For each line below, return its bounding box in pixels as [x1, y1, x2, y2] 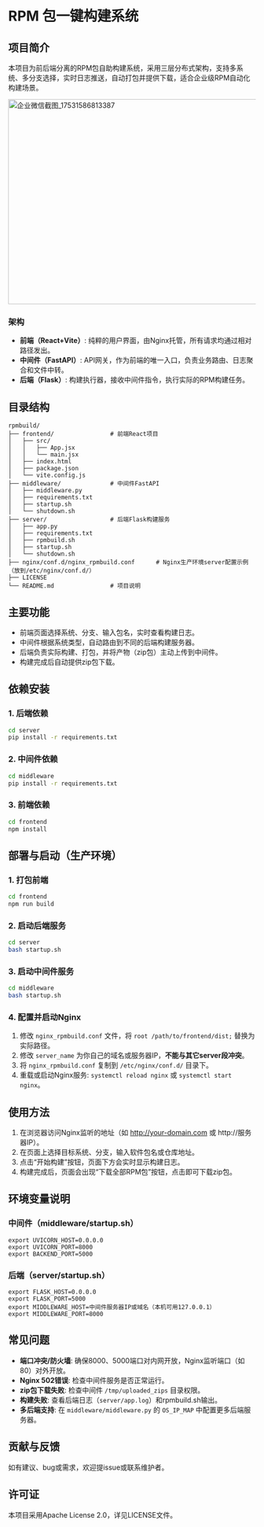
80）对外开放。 [19, 1366, 71, 1375]
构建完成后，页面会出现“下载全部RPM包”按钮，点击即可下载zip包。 [19, 1167, 237, 1177]
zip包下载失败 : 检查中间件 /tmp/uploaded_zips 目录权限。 [19, 1385, 205, 1395]
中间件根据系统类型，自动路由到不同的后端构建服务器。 [19, 637, 199, 647]
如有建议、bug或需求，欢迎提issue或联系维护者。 [8, 1462, 169, 1472]
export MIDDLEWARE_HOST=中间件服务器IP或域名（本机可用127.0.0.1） [8, 1304, 216, 1311]
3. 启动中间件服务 [8, 965, 75, 976]
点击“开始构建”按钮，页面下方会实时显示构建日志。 [19, 1157, 185, 1167]
